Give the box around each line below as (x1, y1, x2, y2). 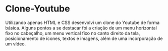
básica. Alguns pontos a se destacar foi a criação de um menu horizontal (5, 24, 157, 30)
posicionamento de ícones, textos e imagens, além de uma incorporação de (5, 35, 163, 41)
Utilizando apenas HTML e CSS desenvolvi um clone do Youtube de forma (5, 19, 160, 25)
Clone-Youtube (5, 3, 70, 14)
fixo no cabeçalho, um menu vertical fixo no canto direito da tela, (5, 30, 140, 36)
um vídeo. (5, 40, 26, 46)
